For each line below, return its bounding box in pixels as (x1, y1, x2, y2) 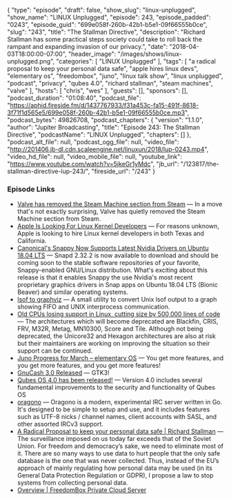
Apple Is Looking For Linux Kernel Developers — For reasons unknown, (17, 222, 219, 230)
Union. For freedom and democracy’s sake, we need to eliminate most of (17, 442, 224, 451)
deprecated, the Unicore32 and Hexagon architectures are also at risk (17, 332, 216, 340)
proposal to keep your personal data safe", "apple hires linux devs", (7, 65, 199, 72)
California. (17, 237, 47, 245)
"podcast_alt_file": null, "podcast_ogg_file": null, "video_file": (7, 138, 179, 146)
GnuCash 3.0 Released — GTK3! (17, 369, 110, 377)
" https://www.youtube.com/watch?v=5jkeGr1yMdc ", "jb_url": (7, 160, 179, 168)
